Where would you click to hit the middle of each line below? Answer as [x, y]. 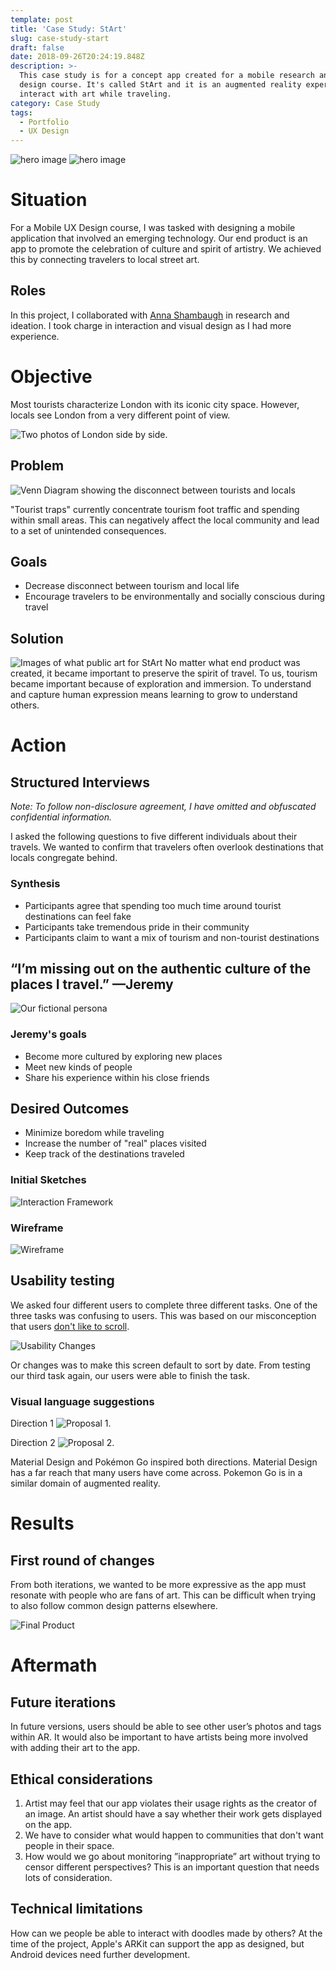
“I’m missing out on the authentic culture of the [161, 968]
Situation [49, 200]
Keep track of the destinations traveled [104, 1154]
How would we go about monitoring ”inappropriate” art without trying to [172, 1856]
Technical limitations [76, 1909]
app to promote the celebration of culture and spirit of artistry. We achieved [166, 249]
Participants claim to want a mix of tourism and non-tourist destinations [172, 937]
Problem [37, 466]
